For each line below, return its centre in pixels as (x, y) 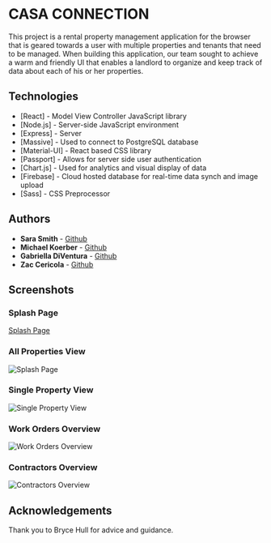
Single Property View (51, 390)
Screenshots (41, 290)
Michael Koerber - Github (64, 247)
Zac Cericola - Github (57, 264)
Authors (30, 219)
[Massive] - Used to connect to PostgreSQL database (109, 142)
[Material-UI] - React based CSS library (86, 150)
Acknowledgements (60, 510)
